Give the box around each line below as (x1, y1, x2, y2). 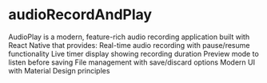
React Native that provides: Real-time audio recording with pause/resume (8, 40, 250, 49)
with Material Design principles (8, 65, 110, 75)
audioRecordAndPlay (8, 6, 153, 24)
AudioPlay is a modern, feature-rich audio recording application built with (8, 32, 250, 41)
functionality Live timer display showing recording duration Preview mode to (8, 49, 260, 58)
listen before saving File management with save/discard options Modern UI (8, 57, 256, 67)
